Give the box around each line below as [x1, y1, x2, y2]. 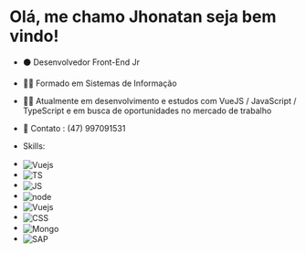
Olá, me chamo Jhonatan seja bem [9, 6, 277, 27]
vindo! [9, 26, 59, 47]
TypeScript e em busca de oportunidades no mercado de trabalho [22, 105, 272, 116]
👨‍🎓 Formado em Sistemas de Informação [22, 78, 177, 89]
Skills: [22, 140, 46, 152]
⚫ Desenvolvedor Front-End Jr [22, 57, 140, 68]
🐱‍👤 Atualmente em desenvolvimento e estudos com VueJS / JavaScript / [22, 95, 297, 106]
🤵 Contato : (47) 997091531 [22, 122, 126, 133]
